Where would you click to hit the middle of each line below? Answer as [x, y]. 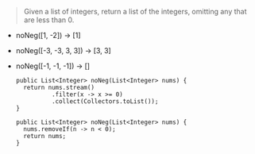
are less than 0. [49, 20]
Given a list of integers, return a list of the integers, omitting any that [135, 12]
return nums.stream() [59, 87]
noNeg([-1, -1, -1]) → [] [52, 66]
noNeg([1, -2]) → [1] [48, 35]
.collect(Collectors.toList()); [105, 102]
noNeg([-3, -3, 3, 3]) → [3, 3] [63, 50]
